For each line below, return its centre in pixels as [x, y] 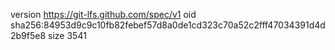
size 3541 [67, 35]
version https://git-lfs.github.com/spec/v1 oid [103, 14]
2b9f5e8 [28, 35]
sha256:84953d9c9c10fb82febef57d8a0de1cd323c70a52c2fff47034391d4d [168, 25]
